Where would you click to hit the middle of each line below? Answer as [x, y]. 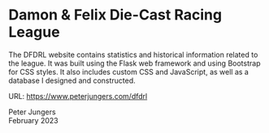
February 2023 [33, 120]
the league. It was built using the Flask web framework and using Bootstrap [134, 63]
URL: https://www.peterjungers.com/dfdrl [78, 96]
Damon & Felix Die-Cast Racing [115, 15]
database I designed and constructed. [72, 80]
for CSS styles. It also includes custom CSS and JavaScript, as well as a [129, 71]
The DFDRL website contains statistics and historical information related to [133, 54]
